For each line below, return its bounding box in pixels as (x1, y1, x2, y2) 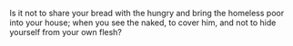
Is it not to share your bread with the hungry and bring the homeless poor (9, 8, 285, 18)
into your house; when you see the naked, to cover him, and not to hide (9, 17, 277, 28)
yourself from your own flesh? (9, 27, 123, 37)
